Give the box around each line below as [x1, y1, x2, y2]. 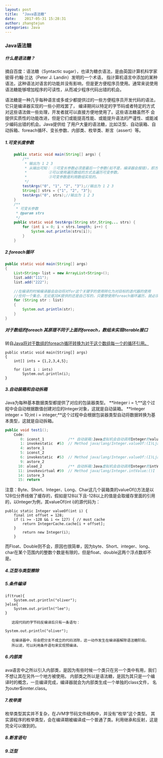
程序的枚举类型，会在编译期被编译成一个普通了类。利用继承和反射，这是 [13, 717, 158, 722]
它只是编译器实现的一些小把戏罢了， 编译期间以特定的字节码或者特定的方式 [5, 103, 155, 109]
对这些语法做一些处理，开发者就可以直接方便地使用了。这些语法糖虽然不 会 [5, 109, 155, 115]
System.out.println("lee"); [14, 606, 70, 611]
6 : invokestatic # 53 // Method [20, 455, 88, 460]
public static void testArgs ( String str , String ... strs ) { [14, 220, 136, 225]
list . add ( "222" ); [14, 279, 49, 285]
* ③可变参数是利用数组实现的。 [24, 175, 99, 180]
